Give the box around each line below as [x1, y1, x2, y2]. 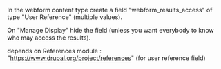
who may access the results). [7, 33, 91, 42]
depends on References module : [7, 47, 102, 55]
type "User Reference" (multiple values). [7, 13, 123, 21]
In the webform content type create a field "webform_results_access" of [7, 6, 213, 14]
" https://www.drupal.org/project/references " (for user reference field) [7, 54, 206, 62]
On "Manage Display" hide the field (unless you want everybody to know [7, 27, 214, 34]
